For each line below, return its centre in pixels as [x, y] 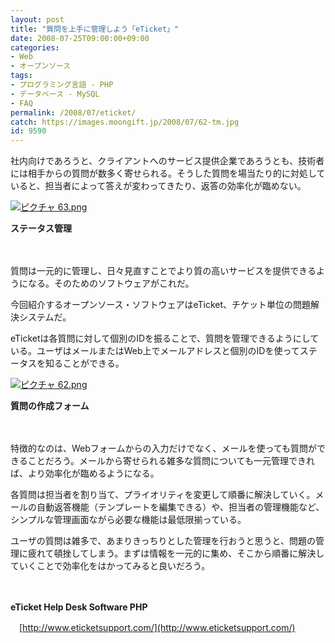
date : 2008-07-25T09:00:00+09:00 [80, 38]
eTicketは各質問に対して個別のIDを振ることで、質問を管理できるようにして [165, 338]
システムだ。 [45, 317]
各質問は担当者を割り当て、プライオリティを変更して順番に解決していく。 [163, 495]
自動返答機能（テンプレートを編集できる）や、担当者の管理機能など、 [180, 507]
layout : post [37, 19]
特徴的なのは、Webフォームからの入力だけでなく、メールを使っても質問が [163, 448]
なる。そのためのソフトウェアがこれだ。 [111, 283]
